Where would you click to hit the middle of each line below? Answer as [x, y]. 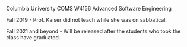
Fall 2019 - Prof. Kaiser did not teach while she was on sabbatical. [87, 20]
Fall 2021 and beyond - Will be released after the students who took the [93, 31]
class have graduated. [33, 37]
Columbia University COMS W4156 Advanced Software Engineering [89, 9]
